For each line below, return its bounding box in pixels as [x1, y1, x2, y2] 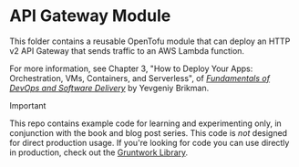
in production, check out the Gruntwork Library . [9, 147, 189, 158]
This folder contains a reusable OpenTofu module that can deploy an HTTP [9, 36, 291, 47]
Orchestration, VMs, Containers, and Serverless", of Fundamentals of [9, 72, 271, 83]
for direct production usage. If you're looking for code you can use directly [9, 137, 290, 148]
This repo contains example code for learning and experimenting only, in [9, 118, 283, 129]
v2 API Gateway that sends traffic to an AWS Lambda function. [9, 45, 244, 56]
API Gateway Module [9, 5, 171, 26]
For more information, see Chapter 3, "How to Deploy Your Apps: [9, 63, 253, 74]
